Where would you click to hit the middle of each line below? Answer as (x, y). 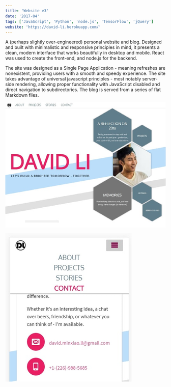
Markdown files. (22, 95)
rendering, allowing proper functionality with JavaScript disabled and (88, 85)
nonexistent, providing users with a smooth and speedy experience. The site (85, 73)
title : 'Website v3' (27, 11)
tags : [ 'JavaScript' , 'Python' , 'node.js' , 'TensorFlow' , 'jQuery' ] (79, 21)
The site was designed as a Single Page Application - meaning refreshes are (85, 68)
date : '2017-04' (22, 16)
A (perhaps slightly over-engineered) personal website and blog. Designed (83, 42)
